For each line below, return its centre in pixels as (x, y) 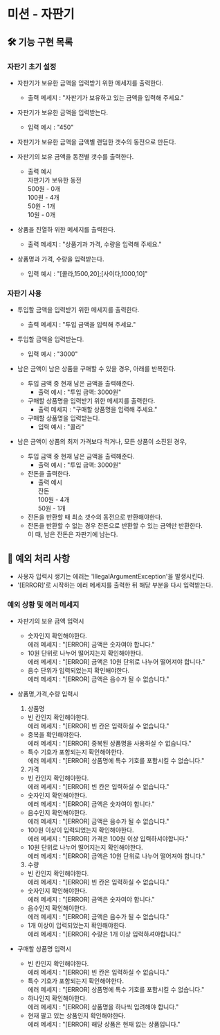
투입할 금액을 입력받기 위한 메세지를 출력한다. (78, 310)
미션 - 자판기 (41, 14)
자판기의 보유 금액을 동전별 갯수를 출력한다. (75, 156)
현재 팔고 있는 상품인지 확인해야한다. (76, 1016)
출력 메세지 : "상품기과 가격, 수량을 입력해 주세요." (94, 244)
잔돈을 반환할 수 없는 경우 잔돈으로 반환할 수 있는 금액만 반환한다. (115, 526)
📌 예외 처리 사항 (39, 558)
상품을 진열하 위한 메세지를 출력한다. (66, 229)
